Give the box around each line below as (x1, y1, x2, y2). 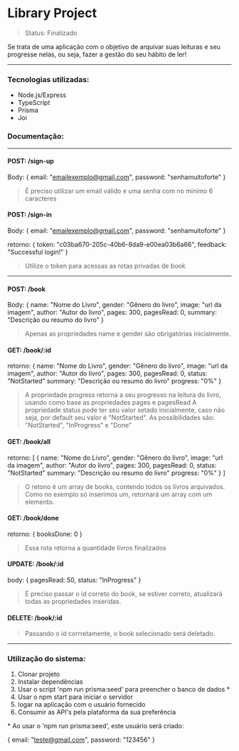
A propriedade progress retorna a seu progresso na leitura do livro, (24, 390, 222, 399)
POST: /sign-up (7, 157, 55, 166)
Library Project (7, 5, 97, 21)
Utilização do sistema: (7, 654, 86, 664)
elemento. (24, 498, 55, 506)
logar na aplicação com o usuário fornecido (17, 700, 146, 709)
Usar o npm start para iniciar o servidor (17, 692, 133, 701)
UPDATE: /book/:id (7, 560, 64, 568)
